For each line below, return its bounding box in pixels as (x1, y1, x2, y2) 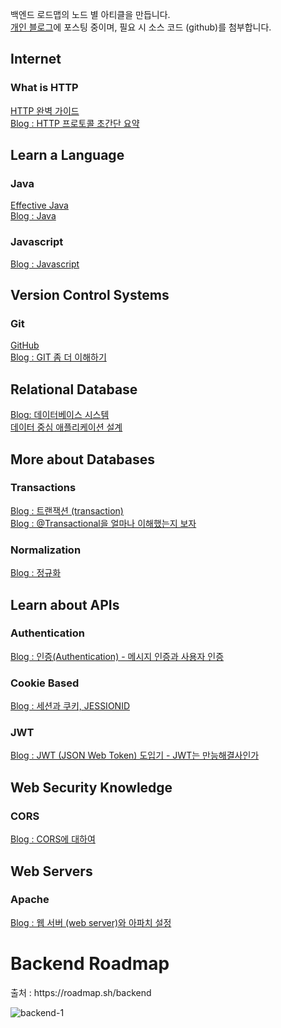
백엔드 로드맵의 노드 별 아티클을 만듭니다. (10, 9, 171, 20)
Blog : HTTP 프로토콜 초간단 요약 (10, 117, 140, 129)
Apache (10, 893, 50, 907)
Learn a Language (10, 147, 125, 164)
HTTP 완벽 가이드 (10, 104, 80, 117)
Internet (10, 51, 62, 68)
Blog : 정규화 (10, 567, 62, 579)
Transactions (10, 481, 77, 495)
